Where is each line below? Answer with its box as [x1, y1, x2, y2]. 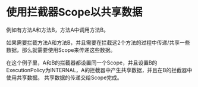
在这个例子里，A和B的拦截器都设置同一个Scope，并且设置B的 [6, 59, 158, 66]
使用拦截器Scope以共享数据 [6, 5, 143, 19]
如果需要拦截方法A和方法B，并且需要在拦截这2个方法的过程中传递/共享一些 [6, 39, 190, 46]
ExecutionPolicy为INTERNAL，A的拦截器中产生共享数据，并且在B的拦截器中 [6, 66, 193, 73]
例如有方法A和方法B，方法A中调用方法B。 [6, 26, 109, 33]
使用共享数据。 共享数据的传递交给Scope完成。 [6, 74, 123, 81]
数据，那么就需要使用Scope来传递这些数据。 [6, 46, 116, 54]
